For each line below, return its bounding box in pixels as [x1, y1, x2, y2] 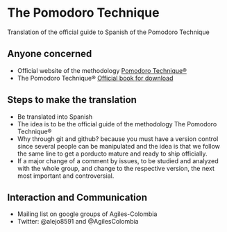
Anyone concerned [7, 48, 92, 60]
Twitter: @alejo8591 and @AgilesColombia [17, 217, 139, 226]
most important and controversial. [17, 172, 115, 180]
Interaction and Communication [7, 191, 148, 203]
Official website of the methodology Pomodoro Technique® [17, 66, 187, 74]
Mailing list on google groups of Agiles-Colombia [17, 210, 158, 218]
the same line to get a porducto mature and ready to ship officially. [17, 149, 208, 158]
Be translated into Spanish [17, 113, 93, 121]
